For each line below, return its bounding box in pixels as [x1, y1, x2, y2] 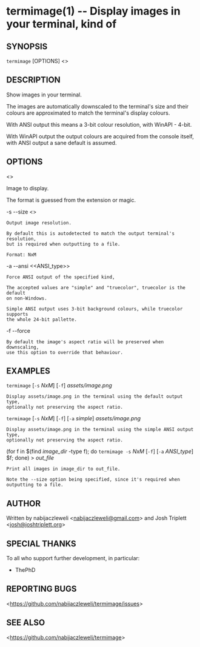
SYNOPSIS [6, 41, 48, 52]
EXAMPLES [6, 366, 50, 377]
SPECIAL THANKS [6, 538, 77, 549]
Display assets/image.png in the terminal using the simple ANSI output [6, 426, 194, 433]
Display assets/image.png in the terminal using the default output [6, 394, 183, 400]
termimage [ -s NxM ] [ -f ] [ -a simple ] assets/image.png [6, 415, 141, 422]
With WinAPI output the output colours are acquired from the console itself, [6, 132, 194, 140]
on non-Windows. [6, 295, 47, 301]
